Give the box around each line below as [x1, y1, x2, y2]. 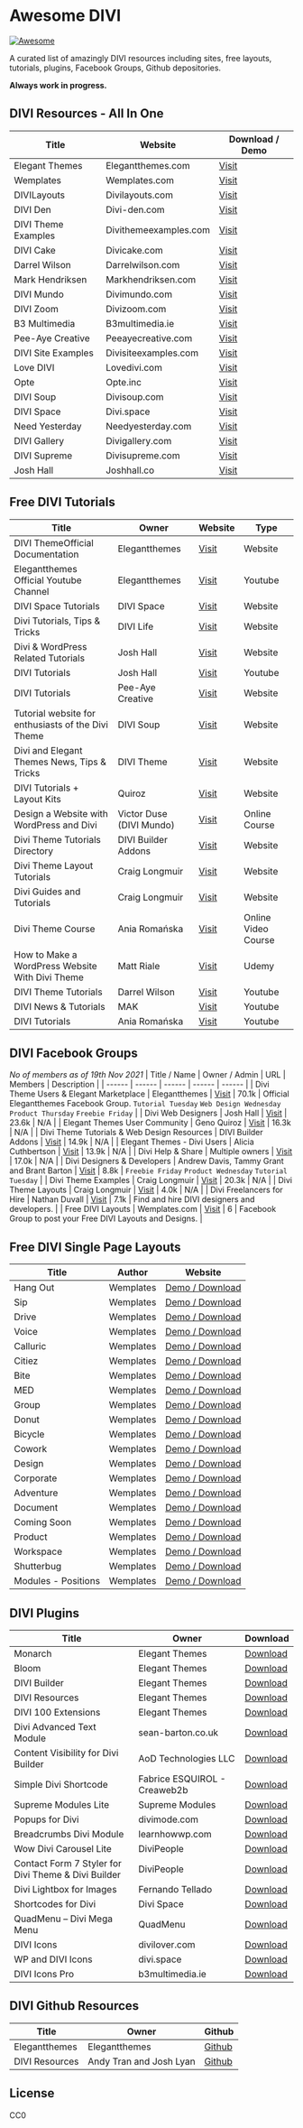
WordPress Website [14, 959, 97, 972]
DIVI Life [117, 620, 154, 633]
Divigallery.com [105, 434, 172, 447]
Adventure [14, 1486, 59, 1499]
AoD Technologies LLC [138, 1753, 235, 1764]
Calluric [14, 1340, 47, 1353]
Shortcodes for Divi [14, 1898, 96, 1910]
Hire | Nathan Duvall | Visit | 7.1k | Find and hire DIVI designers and [9, 1194, 255, 1205]
